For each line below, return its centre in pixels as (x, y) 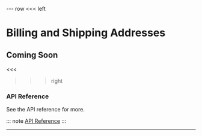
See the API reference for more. (46, 110)
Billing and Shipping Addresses (86, 33)
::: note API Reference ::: (36, 121)
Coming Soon (32, 55)
